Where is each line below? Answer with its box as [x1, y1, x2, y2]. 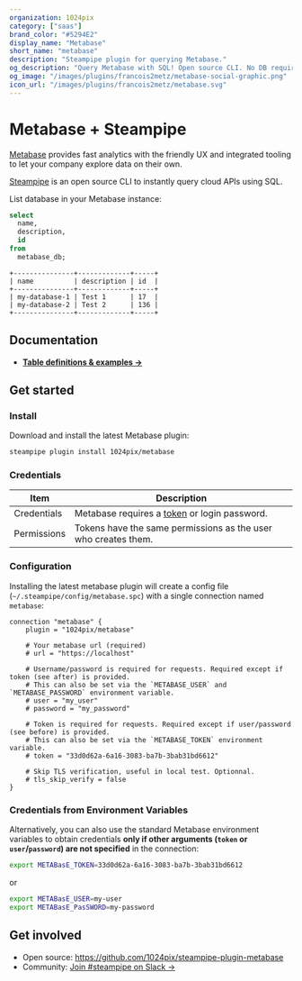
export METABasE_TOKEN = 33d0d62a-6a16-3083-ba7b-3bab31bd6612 [9, 861, 244, 870]
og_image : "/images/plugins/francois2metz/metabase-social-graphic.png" [9, 72, 288, 81]
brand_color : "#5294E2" [9, 30, 99, 39]
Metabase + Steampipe [9, 119, 187, 140]
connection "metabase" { [9, 617, 102, 626]
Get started [9, 383, 75, 398]
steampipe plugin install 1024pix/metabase [9, 448, 175, 457]
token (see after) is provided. [9, 672, 130, 681]
